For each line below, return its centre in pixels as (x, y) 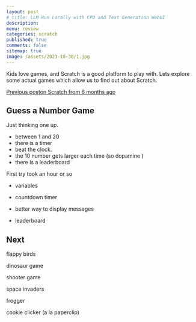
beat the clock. (33, 150)
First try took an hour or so (39, 174)
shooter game (23, 277)
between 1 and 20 (37, 137)
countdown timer (36, 197)
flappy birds (21, 254)
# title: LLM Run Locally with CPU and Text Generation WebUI (86, 17)
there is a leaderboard (42, 163)
